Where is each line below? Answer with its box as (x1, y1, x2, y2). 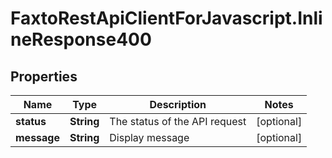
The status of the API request (109, 115, 247, 128)
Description (149, 98, 207, 111)
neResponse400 (10, 28, 152, 51)
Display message (109, 131, 190, 144)
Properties (10, 68, 78, 85)
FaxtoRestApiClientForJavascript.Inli (10, 7, 323, 30)
